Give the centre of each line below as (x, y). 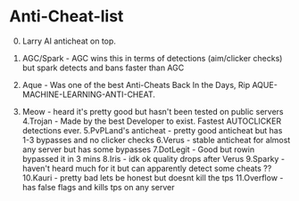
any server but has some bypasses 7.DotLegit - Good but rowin (138, 149)
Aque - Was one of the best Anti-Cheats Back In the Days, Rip (136, 84)
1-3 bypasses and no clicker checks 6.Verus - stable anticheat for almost (156, 140)
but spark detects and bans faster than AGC (103, 68)
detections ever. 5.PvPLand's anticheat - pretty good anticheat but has (152, 130)
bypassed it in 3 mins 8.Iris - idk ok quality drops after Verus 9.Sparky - (154, 158)
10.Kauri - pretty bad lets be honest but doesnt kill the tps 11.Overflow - (153, 177)
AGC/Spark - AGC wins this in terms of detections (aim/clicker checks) (152, 58)
